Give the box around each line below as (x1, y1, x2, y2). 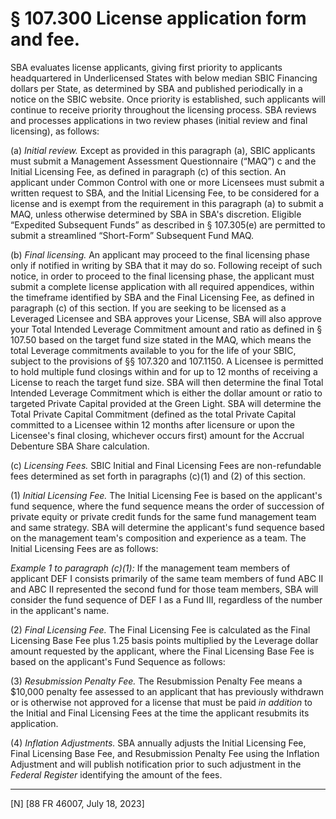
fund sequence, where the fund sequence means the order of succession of (10, 500, 325, 512)
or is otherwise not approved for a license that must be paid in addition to (10, 696, 313, 708)
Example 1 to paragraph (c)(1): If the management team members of (10, 562, 291, 574)
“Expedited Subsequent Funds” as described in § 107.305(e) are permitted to (10, 218, 326, 231)
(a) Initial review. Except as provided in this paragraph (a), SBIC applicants (10, 144, 316, 156)
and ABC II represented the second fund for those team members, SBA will (10, 583, 319, 595)
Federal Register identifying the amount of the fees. (10, 768, 223, 781)
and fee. (10, 28, 81, 51)
